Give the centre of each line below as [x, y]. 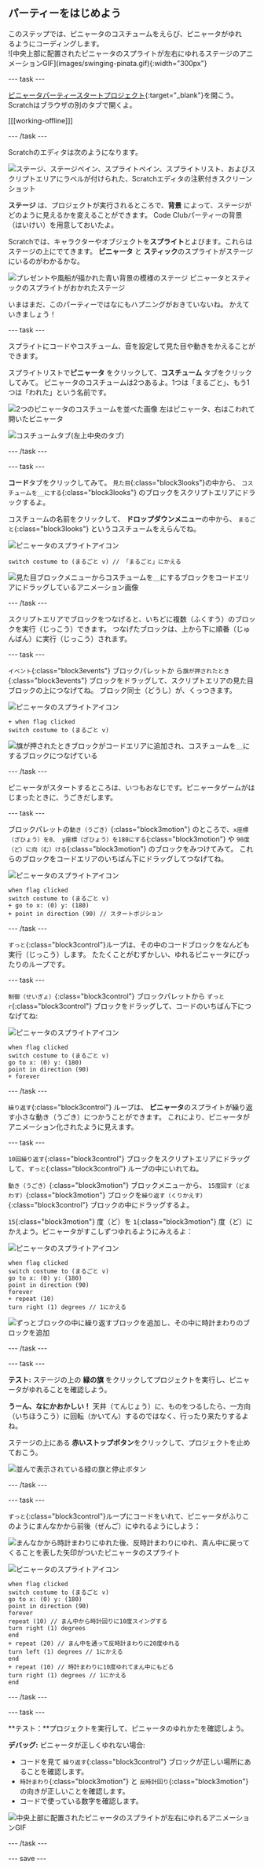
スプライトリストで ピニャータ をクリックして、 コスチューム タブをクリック [130, 372]
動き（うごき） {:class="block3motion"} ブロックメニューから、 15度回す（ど [126, 1185]
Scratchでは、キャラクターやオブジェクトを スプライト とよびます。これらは [130, 241]
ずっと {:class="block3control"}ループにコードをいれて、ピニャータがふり [125, 1516]
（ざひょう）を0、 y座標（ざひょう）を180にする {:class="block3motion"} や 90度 [129, 839]
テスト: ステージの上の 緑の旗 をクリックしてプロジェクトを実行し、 [119, 1380]
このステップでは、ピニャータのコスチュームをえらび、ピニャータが [118, 34]
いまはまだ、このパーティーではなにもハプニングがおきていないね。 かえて [129, 304]
